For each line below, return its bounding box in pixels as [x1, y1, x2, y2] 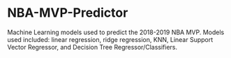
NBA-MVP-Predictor [7, 5, 128, 21]
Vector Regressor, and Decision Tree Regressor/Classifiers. [7, 43, 178, 51]
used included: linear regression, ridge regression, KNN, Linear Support [7, 35, 214, 43]
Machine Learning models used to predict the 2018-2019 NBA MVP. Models [7, 28, 225, 36]
